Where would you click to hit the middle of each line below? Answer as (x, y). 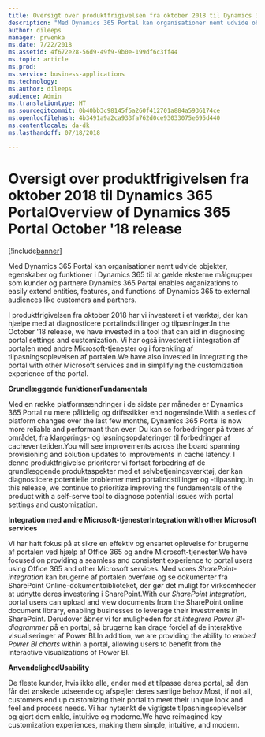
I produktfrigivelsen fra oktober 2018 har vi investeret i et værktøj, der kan (128, 315)
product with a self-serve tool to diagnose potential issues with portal (121, 496)
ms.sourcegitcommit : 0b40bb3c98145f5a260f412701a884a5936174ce (114, 111)
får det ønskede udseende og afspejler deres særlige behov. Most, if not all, (131, 691)
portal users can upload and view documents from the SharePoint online (126, 602)
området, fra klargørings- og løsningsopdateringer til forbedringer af (119, 437)
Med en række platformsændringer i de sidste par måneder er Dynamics (126, 404)
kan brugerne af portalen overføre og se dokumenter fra (137, 577)
